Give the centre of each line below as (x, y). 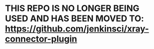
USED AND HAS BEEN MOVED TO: (75, 18)
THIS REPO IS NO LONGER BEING (72, 8)
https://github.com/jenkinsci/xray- (77, 29)
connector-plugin (41, 39)
